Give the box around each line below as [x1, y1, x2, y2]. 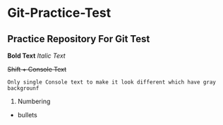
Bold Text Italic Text [7, 51, 66, 60]
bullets [17, 111, 37, 119]
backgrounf [7, 85, 40, 92]
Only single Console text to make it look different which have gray [7, 79, 217, 86]
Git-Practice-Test [7, 5, 111, 21]
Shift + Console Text [7, 65, 67, 73]
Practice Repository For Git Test [7, 33, 150, 45]
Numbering [17, 97, 51, 105]
